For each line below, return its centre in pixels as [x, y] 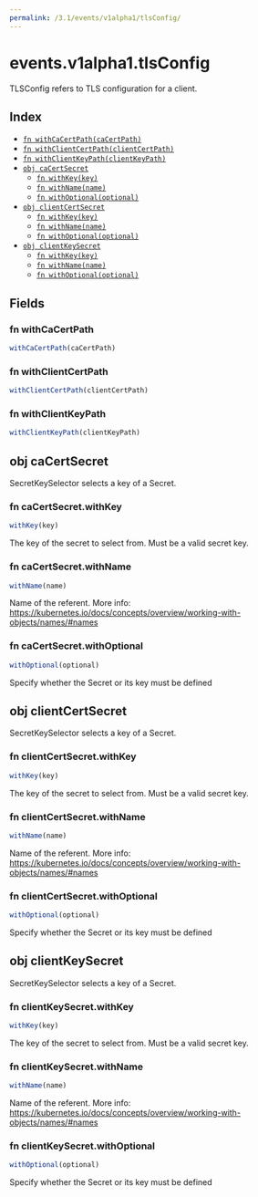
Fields [27, 303]
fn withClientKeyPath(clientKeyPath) [94, 159]
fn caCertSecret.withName [71, 567]
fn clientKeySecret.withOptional [83, 1146]
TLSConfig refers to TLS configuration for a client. [103, 88]
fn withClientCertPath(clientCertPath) [98, 150]
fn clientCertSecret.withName [77, 817]
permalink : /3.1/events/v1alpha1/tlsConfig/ [95, 18]
